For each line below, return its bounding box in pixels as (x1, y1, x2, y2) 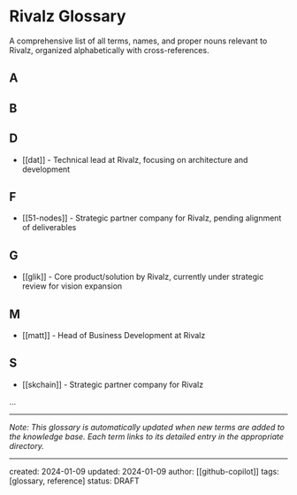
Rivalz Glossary (9, 6, 126, 27)
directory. (9, 440, 44, 451)
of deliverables (21, 222, 77, 233)
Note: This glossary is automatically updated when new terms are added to (9, 422, 286, 432)
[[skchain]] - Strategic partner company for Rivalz (21, 379, 204, 390)
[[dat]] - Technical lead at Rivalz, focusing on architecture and (21, 154, 248, 165)
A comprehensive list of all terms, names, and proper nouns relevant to (9, 35, 268, 46)
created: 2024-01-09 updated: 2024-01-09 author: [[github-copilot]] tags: (9, 466, 280, 476)
